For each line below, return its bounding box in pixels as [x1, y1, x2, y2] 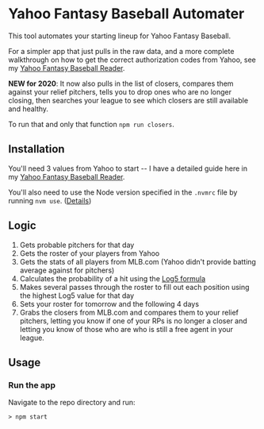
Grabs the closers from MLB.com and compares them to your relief [19, 307, 239, 317]
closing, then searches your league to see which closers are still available [8, 95, 248, 105]
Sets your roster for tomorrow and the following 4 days [19, 299, 200, 308]
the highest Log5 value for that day [19, 291, 135, 300]
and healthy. [8, 104, 49, 114]
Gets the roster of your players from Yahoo [19, 248, 160, 258]
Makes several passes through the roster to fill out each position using [19, 282, 250, 292]
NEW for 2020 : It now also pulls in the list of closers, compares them [8, 79, 234, 88]
